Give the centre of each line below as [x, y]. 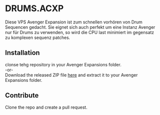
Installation [22, 53]
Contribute [22, 96]
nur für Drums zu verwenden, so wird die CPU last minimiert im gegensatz [80, 32]
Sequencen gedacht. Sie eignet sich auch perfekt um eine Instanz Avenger [80, 27]
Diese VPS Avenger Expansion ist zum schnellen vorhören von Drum [74, 22]
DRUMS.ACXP [34, 9]
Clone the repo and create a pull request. [46, 107]
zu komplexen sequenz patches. [38, 38]
